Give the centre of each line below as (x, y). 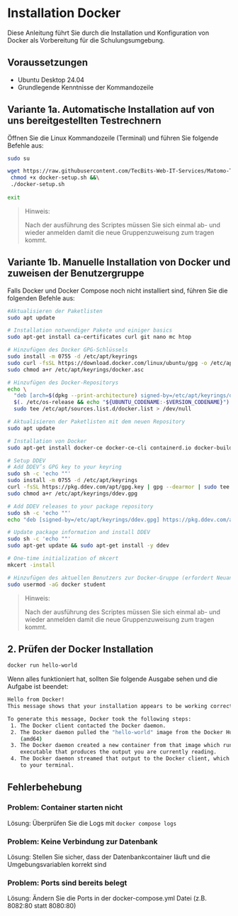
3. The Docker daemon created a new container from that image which (115, 746)
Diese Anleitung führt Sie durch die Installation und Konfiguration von (108, 33)
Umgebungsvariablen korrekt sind (57, 864)
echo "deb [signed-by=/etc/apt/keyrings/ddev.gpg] (84, 520)
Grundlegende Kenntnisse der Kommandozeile (85, 87)
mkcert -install (31, 565)
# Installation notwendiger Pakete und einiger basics (90, 331)
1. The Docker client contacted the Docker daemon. (88, 726)
